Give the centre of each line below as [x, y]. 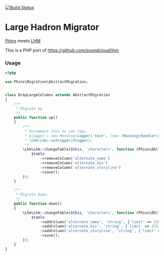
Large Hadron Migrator [52, 27]
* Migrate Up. [30, 108]
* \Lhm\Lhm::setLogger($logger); [59, 140]
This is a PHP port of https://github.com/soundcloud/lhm [62, 50]
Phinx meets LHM [23, 41]
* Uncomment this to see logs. [57, 131]
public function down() [38, 204]
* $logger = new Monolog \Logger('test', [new [72, 136]
